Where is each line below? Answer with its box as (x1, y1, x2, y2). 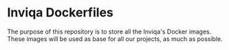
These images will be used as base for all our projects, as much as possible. (7, 34, 223, 42)
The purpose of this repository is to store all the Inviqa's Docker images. (7, 27, 212, 36)
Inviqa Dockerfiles (7, 5, 113, 21)
